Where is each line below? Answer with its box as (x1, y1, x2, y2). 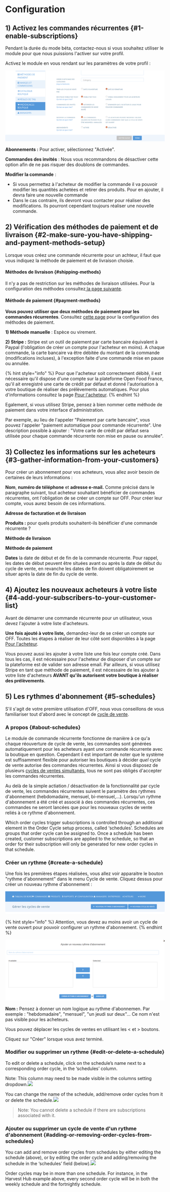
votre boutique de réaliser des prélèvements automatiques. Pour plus (5, 387, 149, 393)
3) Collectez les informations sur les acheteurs (5, 447, 156, 456)
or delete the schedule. (5, 1097, 54, 1103)
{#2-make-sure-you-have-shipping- (34, 230, 153, 239)
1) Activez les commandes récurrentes (5, 24, 129, 32)
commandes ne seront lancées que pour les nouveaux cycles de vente (5, 804, 153, 810)
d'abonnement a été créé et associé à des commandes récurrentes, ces (5, 799, 155, 805)
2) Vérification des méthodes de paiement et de (5, 223, 158, 232)
